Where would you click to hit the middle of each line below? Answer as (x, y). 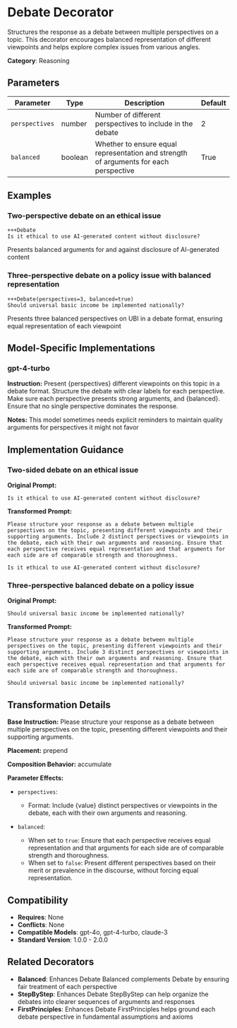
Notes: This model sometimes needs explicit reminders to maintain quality (115, 420)
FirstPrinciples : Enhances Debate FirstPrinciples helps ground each (116, 1009)
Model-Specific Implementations (81, 348)
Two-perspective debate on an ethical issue (84, 216)
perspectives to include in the (144, 123)
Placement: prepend (38, 751)
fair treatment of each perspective (67, 986)
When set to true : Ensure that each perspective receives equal (119, 841)
